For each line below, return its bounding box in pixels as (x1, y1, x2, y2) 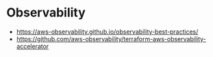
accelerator (16, 42, 49, 50)
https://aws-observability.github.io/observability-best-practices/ (16, 27, 199, 36)
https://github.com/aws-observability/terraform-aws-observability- (16, 34, 207, 43)
